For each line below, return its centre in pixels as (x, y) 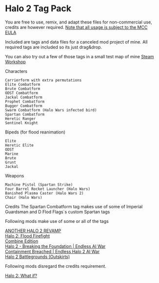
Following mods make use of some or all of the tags (57, 221)
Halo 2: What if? (21, 275)
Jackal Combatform (24, 97)
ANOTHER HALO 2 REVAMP (33, 231)
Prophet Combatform (25, 101)
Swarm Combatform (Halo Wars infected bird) (51, 110)
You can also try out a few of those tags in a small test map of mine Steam (80, 56)
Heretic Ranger (20, 119)
